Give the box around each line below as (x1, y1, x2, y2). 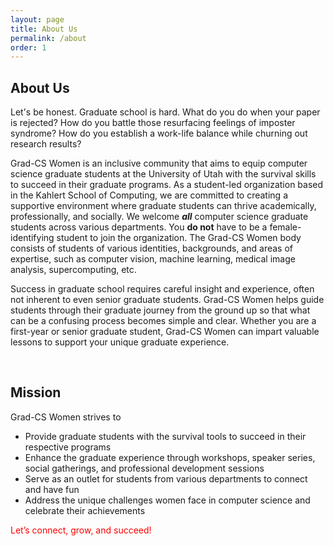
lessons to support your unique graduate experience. (10, 336, 230, 348)
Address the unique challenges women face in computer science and (24, 494, 311, 506)
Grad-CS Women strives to (10, 411, 122, 423)
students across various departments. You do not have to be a (10, 221, 268, 233)
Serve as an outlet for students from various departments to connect (24, 472, 308, 485)
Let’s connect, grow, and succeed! (10, 524, 152, 536)
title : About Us (10, 24, 78, 34)
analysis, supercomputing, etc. (10, 264, 137, 276)
